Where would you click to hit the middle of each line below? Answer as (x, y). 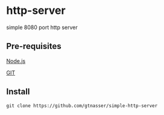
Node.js (16, 61)
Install (18, 92)
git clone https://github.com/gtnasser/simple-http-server (82, 106)
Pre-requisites (34, 46)
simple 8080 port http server (42, 27)
